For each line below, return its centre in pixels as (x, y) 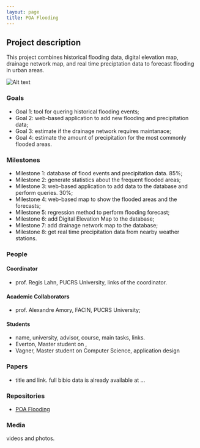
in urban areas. (25, 70)
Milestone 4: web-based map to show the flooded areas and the (96, 199)
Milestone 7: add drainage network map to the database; (86, 225)
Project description (44, 43)
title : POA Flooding (33, 18)
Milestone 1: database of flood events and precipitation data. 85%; (99, 173)
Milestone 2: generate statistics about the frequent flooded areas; (98, 180)
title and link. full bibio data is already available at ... (80, 380)
